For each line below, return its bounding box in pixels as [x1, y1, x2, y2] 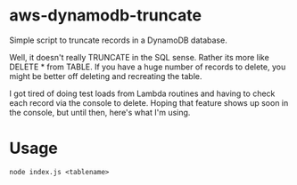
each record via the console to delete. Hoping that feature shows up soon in [9, 97, 289, 108]
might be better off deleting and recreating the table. [9, 70, 202, 81]
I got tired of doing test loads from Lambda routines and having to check [9, 88, 276, 99]
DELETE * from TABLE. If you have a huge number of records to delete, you [9, 61, 286, 72]
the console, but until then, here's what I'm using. [9, 107, 191, 117]
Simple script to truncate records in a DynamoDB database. [9, 35, 227, 45]
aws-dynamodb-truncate [9, 5, 202, 26]
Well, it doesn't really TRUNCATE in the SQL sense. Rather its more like [9, 52, 269, 62]
